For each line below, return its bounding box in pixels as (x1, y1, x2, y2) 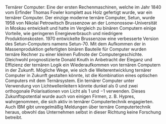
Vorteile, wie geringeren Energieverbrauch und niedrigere (5, 31, 123, 36)
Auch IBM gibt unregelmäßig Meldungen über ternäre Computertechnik (5, 104, 151, 110)
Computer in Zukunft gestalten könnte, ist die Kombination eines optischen (5, 73, 158, 78)
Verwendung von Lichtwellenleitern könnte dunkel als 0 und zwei (5, 83, 138, 88)
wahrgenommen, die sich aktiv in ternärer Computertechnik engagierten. (5, 99, 154, 104)
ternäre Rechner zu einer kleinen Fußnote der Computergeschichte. (5, 51, 143, 57)
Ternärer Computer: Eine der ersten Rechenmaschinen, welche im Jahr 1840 (5, 4, 162, 10)
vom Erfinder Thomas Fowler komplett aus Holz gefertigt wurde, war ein (5, 9, 153, 15)
